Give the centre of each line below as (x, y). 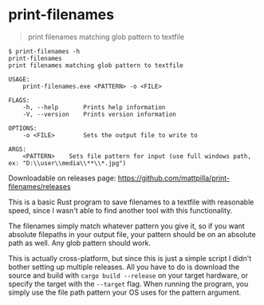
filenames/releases (39, 186)
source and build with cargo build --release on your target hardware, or (128, 275)
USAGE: (19, 79)
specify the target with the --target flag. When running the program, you (128, 283)
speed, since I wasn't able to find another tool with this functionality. (120, 210)
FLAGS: (19, 100)
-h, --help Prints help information (94, 107)
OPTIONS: (23, 128)
